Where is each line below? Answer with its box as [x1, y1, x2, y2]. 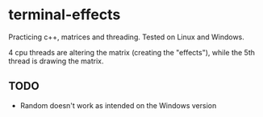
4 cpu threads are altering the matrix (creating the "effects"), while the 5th [8, 47, 256, 57]
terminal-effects [8, 6, 121, 24]
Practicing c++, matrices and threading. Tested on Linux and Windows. [8, 32, 244, 42]
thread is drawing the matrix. [8, 56, 104, 66]
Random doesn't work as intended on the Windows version [19, 100, 217, 110]
